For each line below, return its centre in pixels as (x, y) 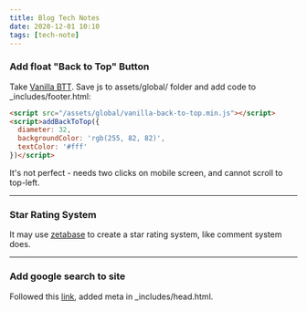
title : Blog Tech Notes (55, 18)
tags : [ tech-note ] (44, 35)
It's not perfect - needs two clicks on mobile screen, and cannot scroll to (146, 172)
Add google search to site (68, 276)
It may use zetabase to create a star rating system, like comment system (146, 234)
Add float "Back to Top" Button (79, 67)
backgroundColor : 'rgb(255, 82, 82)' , (92, 139)
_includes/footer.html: (50, 96)
